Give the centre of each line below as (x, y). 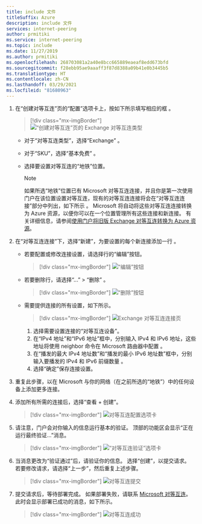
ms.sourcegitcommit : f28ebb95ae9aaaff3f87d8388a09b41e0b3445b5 (87, 68)
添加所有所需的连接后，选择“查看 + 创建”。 (68, 401)
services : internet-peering (42, 29)
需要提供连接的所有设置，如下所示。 (69, 305)
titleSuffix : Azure (31, 18)
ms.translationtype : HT (36, 74)
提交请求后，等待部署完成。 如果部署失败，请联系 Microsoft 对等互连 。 (103, 494)
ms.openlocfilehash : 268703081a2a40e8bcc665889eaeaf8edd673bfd (87, 62)
